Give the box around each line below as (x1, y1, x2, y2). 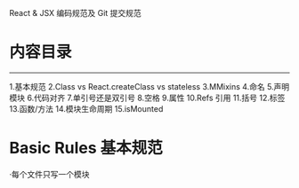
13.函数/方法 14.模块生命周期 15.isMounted (9, 103, 164, 114)
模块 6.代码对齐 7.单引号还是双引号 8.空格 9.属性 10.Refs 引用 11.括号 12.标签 (9, 92, 286, 103)
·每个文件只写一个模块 (9, 168, 91, 179)
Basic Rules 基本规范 (9, 138, 163, 158)
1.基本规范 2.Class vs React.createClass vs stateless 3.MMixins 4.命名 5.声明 (9, 81, 290, 91)
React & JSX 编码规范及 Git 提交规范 (9, 8, 142, 18)
